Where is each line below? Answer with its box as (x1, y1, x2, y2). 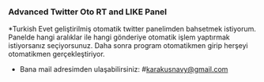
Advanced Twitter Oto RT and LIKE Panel (8, 6, 168, 17)
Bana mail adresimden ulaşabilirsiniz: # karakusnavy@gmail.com (19, 65, 228, 74)
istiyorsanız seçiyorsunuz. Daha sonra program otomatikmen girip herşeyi (8, 41, 248, 50)
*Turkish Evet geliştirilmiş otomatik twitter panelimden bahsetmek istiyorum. (8, 24, 257, 34)
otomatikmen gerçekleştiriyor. (8, 50, 105, 59)
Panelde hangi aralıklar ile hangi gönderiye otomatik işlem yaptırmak (8, 32, 231, 42)
